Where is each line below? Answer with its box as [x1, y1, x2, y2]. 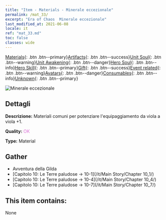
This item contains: [5, 196, 67, 205]
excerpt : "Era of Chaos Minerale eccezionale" [5, 17, 107, 22]
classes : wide [5, 40, 35, 45]
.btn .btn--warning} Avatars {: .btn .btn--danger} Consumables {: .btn [5, 70, 144, 76]
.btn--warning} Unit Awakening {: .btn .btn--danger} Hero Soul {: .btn [5, 59, 144, 65]
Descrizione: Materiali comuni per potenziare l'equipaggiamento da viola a [5, 113, 160, 119]
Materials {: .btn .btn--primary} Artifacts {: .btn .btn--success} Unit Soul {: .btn [5, 54, 162, 60]
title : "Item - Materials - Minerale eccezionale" [5, 7, 114, 13]
